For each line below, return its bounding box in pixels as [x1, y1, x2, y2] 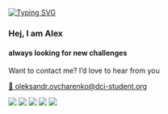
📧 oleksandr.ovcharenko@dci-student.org [8, 82, 148, 91]
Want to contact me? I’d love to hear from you [8, 65, 160, 76]
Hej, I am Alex [8, 27, 63, 39]
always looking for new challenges [8, 48, 128, 57]
